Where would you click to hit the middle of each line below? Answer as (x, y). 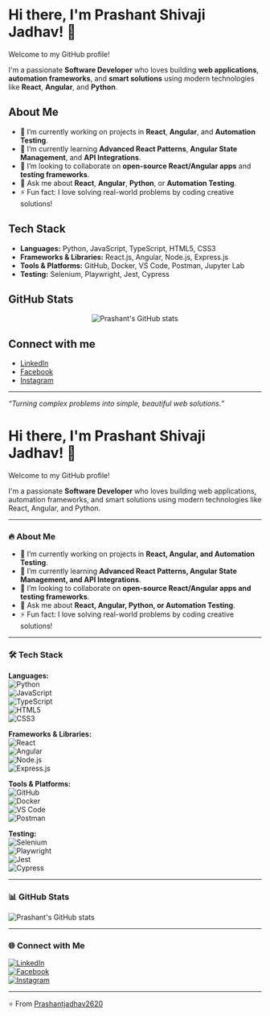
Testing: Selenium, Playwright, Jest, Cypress (95, 274)
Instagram (37, 381)
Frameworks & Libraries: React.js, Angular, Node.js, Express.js (124, 257)
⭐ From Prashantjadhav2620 (56, 1004)
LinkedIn (34, 363)
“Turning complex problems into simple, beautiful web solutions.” (117, 403)
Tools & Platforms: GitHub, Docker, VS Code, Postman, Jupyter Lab (132, 265)
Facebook (37, 372)
